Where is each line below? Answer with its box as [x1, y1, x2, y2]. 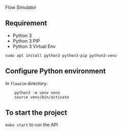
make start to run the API [5, 122, 58, 128]
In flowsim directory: [5, 80, 48, 86]
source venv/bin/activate [14, 94, 70, 100]
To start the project [5, 109, 68, 117]
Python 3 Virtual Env [12, 43, 56, 49]
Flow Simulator [5, 5, 37, 10]
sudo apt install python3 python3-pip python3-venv [5, 53, 117, 58]
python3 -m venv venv [14, 90, 60, 95]
